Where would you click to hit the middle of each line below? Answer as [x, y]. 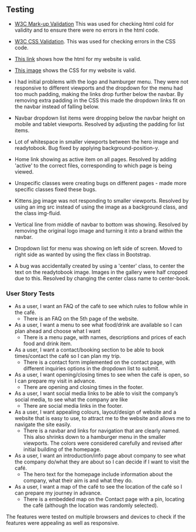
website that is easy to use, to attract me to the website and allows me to [102, 418]
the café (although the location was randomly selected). [91, 506]
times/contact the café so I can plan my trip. [68, 356]
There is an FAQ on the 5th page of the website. [81, 319]
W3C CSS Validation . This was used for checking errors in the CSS [95, 41]
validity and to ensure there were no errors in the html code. [87, 30]
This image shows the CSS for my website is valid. [75, 70]
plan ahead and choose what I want [57, 331]
